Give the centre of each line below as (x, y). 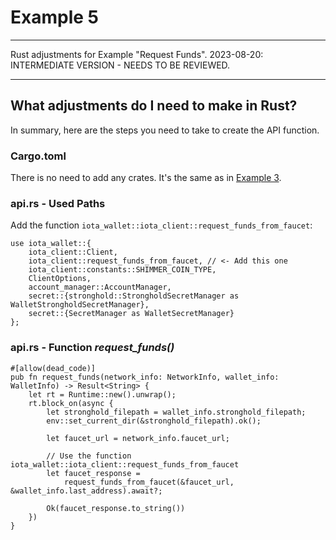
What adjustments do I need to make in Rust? (154, 106)
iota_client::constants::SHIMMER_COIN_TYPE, (122, 270)
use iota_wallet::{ (51, 244)
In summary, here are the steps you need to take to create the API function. (165, 130)
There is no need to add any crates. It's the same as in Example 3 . (146, 178)
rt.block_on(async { (71, 403)
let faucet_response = (93, 473)
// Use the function (89, 456)
